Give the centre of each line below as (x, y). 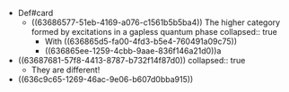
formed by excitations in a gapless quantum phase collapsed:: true (154, 32)
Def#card (35, 13)
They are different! (66, 70)
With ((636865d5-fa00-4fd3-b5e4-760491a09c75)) (141, 41)
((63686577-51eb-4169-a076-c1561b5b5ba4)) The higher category (156, 22)
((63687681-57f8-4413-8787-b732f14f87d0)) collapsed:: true (131, 60)
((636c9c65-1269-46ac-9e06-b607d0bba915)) (105, 79)
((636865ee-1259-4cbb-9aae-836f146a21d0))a (133, 51)
